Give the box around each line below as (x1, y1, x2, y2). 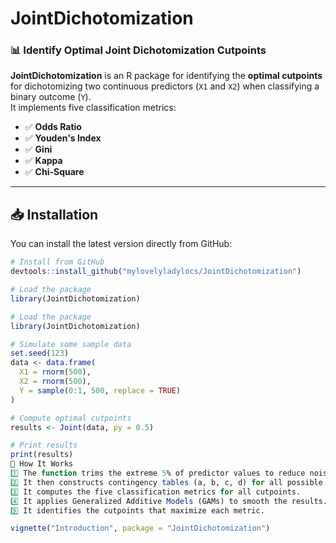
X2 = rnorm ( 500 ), (19, 377, 92, 387)
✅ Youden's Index (24, 132, 102, 144)
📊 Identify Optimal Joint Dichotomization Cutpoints (10, 43, 267, 57)
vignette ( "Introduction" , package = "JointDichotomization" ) (10, 523, 271, 534)
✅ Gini (24, 143, 53, 156)
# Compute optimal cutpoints (10, 413, 132, 423)
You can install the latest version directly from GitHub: (10, 238, 233, 250)
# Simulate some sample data (10, 339, 132, 349)
